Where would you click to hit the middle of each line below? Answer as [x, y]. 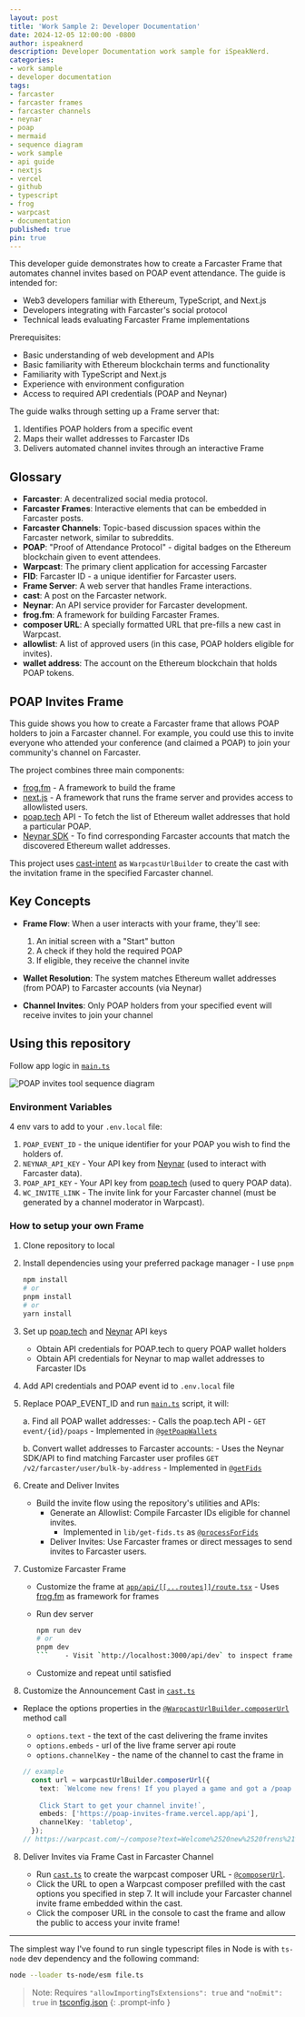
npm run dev [59, 1630]
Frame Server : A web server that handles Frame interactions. [137, 586]
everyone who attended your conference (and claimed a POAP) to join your [150, 743]
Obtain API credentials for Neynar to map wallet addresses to [150, 1358]
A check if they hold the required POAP [109, 951]
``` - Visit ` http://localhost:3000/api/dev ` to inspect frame [164, 1656]
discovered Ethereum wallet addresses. [96, 846]
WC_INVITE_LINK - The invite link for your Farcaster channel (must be [149, 1192]
